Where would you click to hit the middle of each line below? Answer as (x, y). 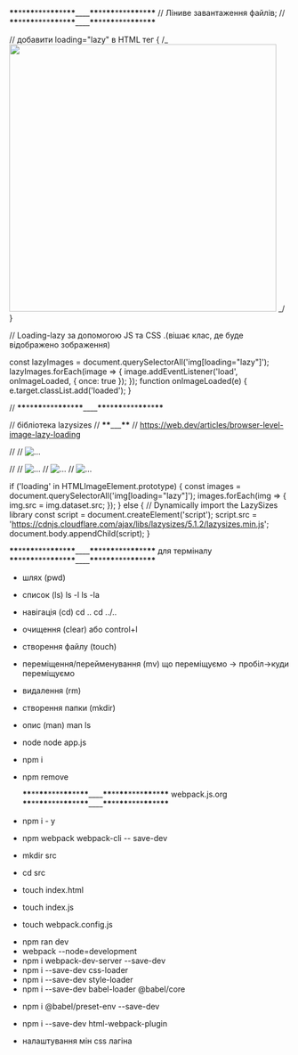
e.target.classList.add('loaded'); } (70, 390)
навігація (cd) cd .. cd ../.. (69, 612)
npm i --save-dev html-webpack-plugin (94, 1023)
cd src (34, 873)
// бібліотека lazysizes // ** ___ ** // (73, 425)
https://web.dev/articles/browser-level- (212, 425)
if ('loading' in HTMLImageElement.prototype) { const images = (125, 486)
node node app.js (54, 742)
